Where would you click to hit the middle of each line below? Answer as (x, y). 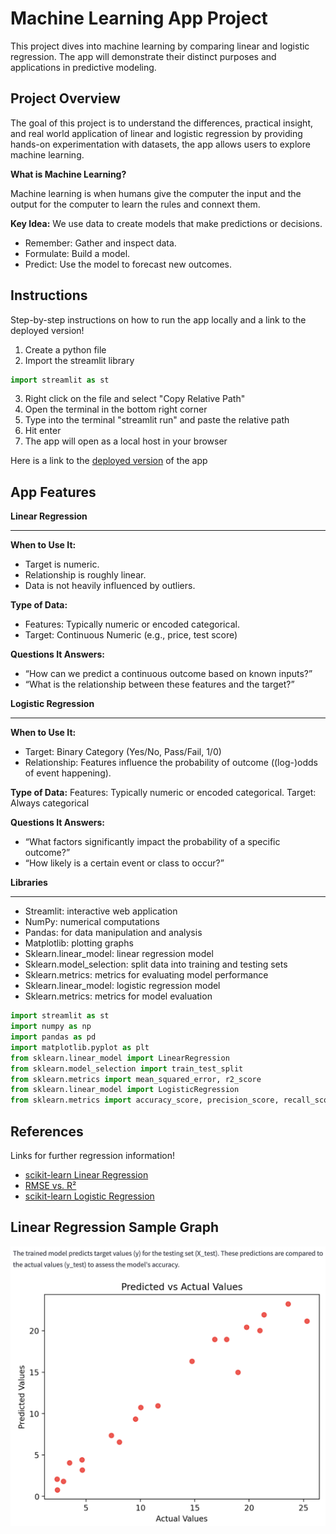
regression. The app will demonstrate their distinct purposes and (143, 56)
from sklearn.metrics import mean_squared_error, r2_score (136, 1079)
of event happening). (68, 773)
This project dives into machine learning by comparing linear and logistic (160, 46)
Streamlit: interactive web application (101, 911)
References (47, 1131)
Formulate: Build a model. (77, 253)
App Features (53, 492)
